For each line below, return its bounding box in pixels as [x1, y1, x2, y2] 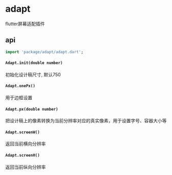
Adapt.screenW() [5, 129, 40, 135]
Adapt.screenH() [5, 153, 40, 158]
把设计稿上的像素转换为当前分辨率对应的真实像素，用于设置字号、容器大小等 [5, 118, 167, 124]
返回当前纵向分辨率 [5, 164, 46, 170]
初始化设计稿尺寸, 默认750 [5, 71, 61, 77]
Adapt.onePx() [5, 83, 36, 89]
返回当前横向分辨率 [5, 141, 46, 147]
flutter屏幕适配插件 [5, 20, 45, 27]
